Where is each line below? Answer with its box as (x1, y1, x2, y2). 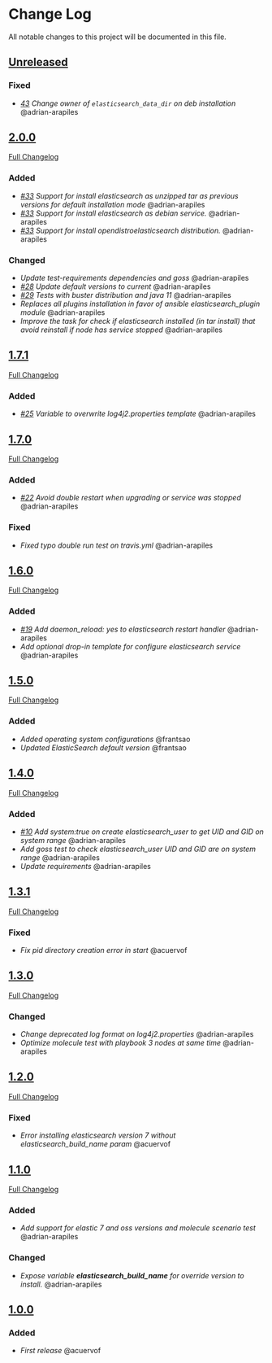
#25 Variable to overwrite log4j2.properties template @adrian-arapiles (19, 408, 256, 419)
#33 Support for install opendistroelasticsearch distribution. (19, 225, 221, 235)
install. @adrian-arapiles (19, 1279, 102, 1289)
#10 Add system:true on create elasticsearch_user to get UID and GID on (19, 827, 264, 837)
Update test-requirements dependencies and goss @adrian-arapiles (19, 273, 249, 283)
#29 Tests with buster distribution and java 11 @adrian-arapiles (19, 291, 231, 300)
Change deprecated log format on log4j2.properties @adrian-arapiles (19, 1029, 254, 1039)
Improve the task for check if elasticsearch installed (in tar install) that (19, 317, 256, 326)
